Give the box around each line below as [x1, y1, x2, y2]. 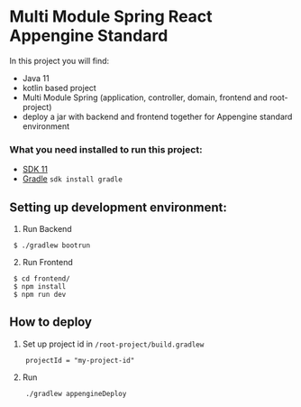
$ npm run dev [13, 291, 67, 300]
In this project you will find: [9, 55, 110, 66]
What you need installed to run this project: [9, 143, 203, 155]
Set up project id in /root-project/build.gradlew [22, 338, 205, 349]
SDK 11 [22, 164, 48, 175]
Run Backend [22, 224, 72, 235]
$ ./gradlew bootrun [13, 241, 91, 250]
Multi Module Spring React [9, 6, 214, 27]
